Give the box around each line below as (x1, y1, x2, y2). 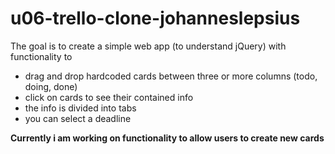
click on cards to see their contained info (24, 91, 194, 103)
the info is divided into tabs (24, 102, 137, 114)
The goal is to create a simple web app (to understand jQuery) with (10, 40, 287, 52)
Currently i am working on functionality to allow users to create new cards (10, 132, 325, 144)
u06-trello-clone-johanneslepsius (10, 7, 301, 30)
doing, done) (24, 80, 78, 92)
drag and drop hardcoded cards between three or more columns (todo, (24, 70, 318, 82)
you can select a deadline (24, 112, 132, 124)
